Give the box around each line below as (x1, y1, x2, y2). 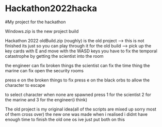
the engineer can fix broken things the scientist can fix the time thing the (5, 63, 150, 68)
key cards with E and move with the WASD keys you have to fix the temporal (5, 48, 158, 54)
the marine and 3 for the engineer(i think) (5, 96, 87, 102)
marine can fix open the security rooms (5, 67, 84, 73)
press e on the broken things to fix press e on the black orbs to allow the (5, 77, 150, 83)
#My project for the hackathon (5, 19, 66, 25)
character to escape (5, 82, 46, 88)
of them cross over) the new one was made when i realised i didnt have (5, 111, 148, 117)
